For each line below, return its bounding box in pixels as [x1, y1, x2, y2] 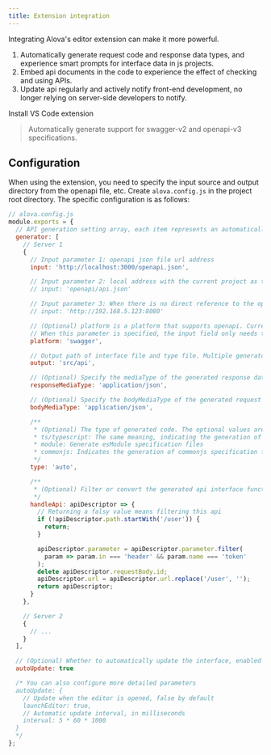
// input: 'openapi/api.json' [29, 285, 131, 294]
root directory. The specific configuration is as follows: [8, 195, 190, 205]
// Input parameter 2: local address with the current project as [29, 278, 258, 286]
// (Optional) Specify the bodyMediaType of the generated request [29, 396, 262, 405]
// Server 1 [23, 240, 63, 248]
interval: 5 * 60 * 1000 [23, 717, 106, 725]
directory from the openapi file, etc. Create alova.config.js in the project [8, 186, 252, 196]
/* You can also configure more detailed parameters [15, 679, 197, 688]
